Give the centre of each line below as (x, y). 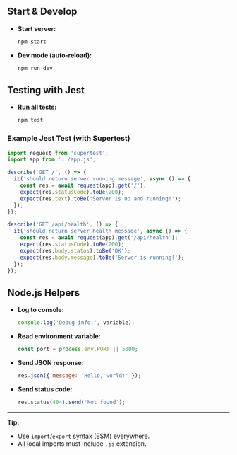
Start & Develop (42, 12)
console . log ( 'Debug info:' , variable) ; (76, 323)
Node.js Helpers (44, 293)
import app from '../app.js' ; (52, 160)
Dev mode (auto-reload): (55, 55)
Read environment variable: (59, 336)
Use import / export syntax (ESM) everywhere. (84, 436)
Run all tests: (37, 107)
